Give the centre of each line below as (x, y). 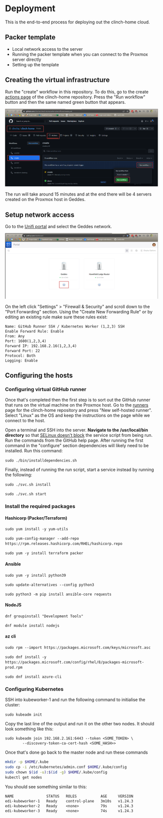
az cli (10, 636)
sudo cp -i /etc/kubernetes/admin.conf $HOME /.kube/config (66, 767)
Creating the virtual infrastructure (57, 80)
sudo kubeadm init (24, 715)
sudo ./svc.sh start (26, 494)
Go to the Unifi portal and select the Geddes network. (58, 227)
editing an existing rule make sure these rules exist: (56, 317)
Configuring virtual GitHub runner (46, 389)
